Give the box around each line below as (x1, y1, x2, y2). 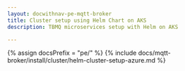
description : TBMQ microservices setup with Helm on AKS (7, 23, 179, 30)
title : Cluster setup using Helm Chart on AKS (7, 17, 147, 24)
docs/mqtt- (138, 49, 171, 57)
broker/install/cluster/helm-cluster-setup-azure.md (7, 56, 155, 65)
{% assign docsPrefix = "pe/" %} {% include (7, 49, 137, 57)
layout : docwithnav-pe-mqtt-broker (7, 10, 112, 18)
